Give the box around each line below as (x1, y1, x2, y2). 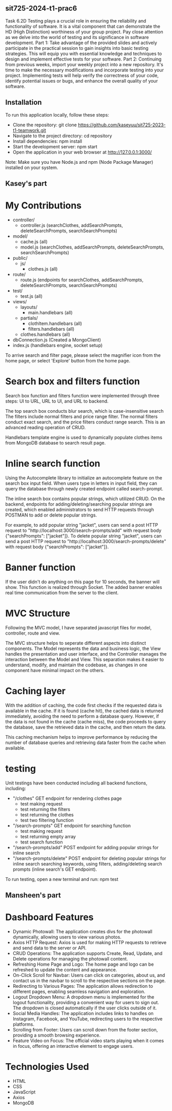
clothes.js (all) (28, 265, 58, 272)
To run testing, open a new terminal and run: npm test (5, 876, 119, 882)
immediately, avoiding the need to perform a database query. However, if (5, 713, 159, 719)
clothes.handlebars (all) (20, 331, 71, 337)
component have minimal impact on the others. (5, 667, 105, 673)
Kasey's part (5, 179, 47, 188)
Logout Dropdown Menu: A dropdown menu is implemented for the (12, 993, 155, 1000)
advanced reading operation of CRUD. (5, 424, 86, 430)
